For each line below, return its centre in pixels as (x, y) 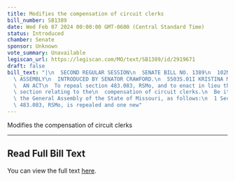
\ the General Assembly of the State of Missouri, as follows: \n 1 (115, 99)
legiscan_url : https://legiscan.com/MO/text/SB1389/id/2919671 (101, 60)
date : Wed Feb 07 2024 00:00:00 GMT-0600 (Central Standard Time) (106, 27)
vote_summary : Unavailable (47, 53)
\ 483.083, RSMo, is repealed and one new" (78, 105)
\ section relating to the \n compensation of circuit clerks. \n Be (117, 92)
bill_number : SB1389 (37, 20)
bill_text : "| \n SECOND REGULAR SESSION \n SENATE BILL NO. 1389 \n (109, 72)
